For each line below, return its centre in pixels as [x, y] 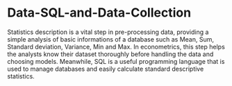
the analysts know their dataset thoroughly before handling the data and [110, 54]
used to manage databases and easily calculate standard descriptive [106, 69]
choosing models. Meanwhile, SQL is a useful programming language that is [116, 61]
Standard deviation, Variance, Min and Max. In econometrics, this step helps [116, 46]
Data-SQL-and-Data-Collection [99, 13]
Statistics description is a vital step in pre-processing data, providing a [108, 32]
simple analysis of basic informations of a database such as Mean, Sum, [110, 39]
